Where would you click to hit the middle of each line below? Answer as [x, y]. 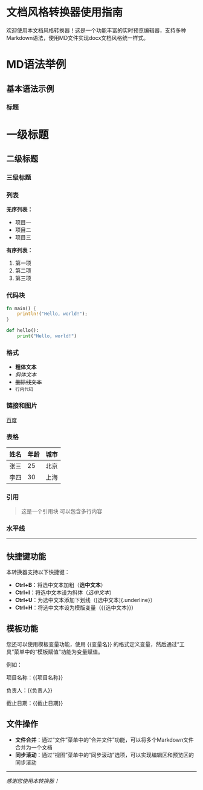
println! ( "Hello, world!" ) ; [52, 314]
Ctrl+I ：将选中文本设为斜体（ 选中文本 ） [65, 592]
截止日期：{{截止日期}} [35, 703]
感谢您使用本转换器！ [33, 781]
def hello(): [23, 331]
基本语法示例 [30, 89]
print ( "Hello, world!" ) [47, 336]
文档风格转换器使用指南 [65, 12]
